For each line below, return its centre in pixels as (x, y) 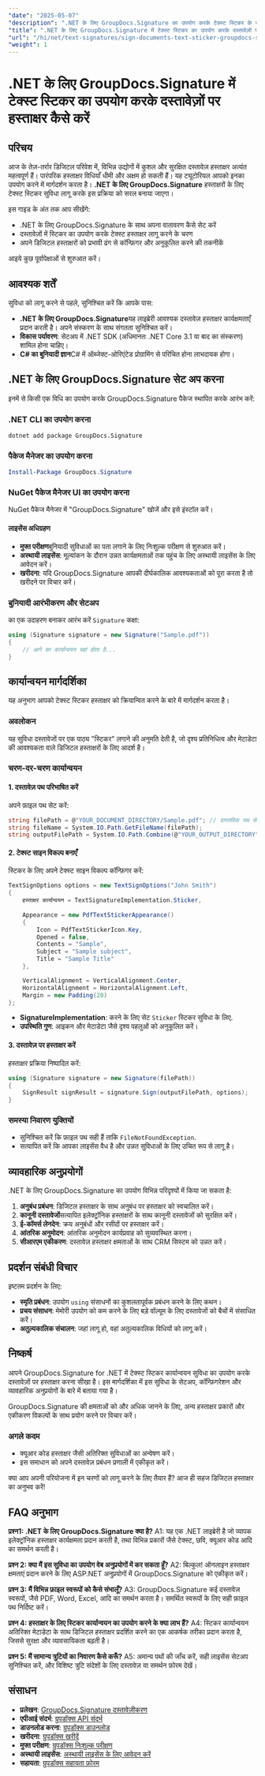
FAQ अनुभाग (34, 1512)
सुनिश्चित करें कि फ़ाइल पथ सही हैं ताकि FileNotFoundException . (108, 1138)
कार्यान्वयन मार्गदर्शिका (47, 681)
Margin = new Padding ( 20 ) (65, 995)
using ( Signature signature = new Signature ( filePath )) (102, 1078)
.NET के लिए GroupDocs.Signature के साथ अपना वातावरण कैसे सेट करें (118, 225)
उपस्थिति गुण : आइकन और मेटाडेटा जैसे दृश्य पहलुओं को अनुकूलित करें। (109, 1026)
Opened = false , (63, 937)
